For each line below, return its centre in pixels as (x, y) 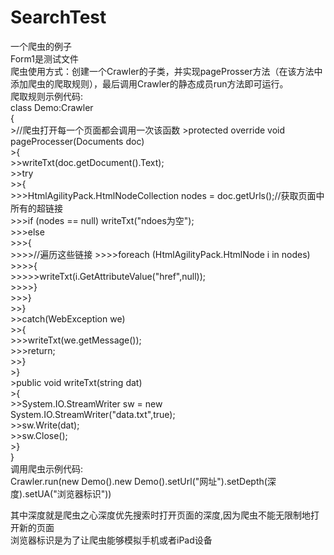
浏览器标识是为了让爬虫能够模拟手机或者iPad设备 (111, 540)
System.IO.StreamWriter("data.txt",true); (93, 414)
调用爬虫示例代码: (47, 468)
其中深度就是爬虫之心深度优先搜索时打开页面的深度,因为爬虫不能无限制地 (161, 515)
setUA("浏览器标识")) (68, 493)
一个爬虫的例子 (41, 46)
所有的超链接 (36, 208)
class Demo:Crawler (52, 107)
